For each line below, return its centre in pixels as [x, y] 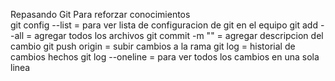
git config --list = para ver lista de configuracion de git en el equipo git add [164, 25]
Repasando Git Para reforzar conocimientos [100, 14]
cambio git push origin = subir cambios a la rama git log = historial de [153, 46]
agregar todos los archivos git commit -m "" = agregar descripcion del [179, 35]
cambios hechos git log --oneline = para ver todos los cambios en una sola [165, 57]
